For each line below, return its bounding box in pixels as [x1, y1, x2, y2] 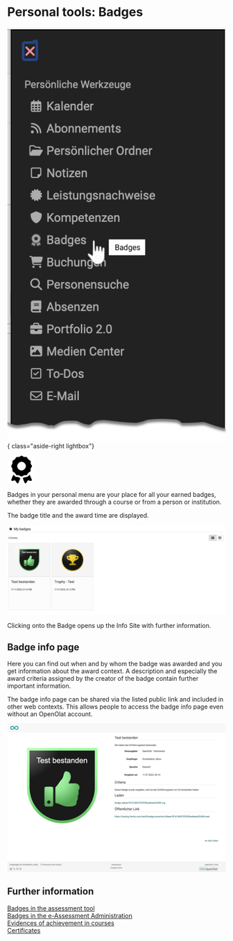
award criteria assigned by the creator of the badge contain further [7, 675, 199, 683]
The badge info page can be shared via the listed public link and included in [7, 695, 224, 704]
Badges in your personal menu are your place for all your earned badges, [7, 490, 216, 498]
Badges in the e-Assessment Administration [7, 911, 133, 919]
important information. [7, 681, 71, 690]
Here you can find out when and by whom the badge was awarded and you [7, 660, 223, 668]
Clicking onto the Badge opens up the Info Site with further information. [7, 621, 212, 629]
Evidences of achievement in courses [7, 919, 114, 927]
